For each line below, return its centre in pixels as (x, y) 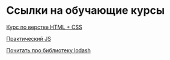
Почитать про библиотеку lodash (49, 50)
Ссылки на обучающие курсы (86, 10)
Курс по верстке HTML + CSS (44, 27)
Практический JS (29, 38)
